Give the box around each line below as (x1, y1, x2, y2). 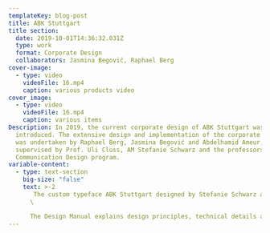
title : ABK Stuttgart (8, 19, 81, 27)
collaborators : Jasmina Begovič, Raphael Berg (15, 57, 174, 65)
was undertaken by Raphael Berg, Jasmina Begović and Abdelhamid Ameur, (15, 138, 264, 147)
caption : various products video (22, 86, 135, 94)
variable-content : (8, 161, 70, 169)
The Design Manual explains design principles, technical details (29, 212, 257, 220)
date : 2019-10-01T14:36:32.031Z (15, 34, 125, 42)
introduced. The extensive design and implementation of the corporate (15, 131, 261, 139)
